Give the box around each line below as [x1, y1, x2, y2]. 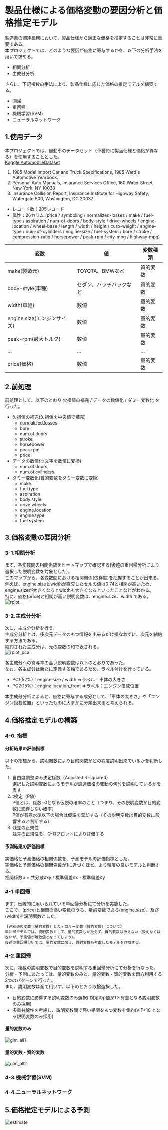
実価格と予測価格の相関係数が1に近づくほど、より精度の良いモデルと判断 [5, 862, 156, 868]
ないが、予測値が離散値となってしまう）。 [5, 934, 77, 940]
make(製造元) [7, 267, 40, 274]
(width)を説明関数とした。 [5, 913, 59, 919]
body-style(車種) [7, 285, 48, 292]
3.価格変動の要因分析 [5, 533, 71, 542]
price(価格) [7, 360, 34, 367]
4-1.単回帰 [5, 888, 31, 895]
